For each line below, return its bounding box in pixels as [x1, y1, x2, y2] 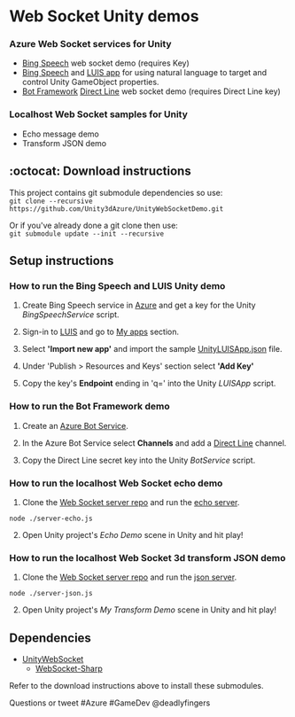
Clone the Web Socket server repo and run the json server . [21, 572, 237, 582]
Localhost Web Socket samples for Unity [9, 108, 189, 121]
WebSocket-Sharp [35, 663, 104, 674]
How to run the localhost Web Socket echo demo [9, 477, 223, 489]
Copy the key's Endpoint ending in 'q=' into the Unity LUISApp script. [21, 378, 276, 389]
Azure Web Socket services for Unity [9, 38, 172, 51]
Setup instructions [9, 253, 114, 268]
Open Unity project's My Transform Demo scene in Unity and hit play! [21, 604, 277, 615]
